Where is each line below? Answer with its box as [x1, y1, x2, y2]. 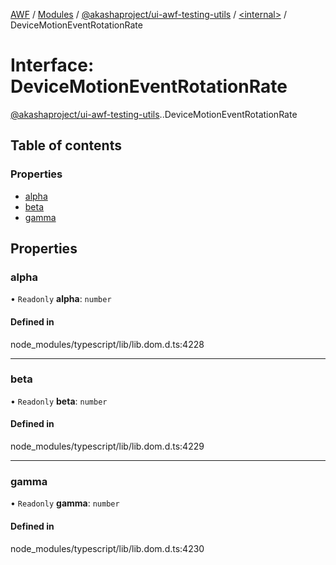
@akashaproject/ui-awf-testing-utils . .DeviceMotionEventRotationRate [10, 108, 298, 120]
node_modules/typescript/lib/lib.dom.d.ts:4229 [10, 440, 205, 453]
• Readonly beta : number [10, 395, 108, 407]
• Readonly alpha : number [10, 293, 112, 305]
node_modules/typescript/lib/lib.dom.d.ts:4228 [10, 338, 205, 350]
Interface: [10, 54, 95, 77]
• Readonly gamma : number [10, 497, 120, 509]
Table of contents [10, 137, 122, 154]
